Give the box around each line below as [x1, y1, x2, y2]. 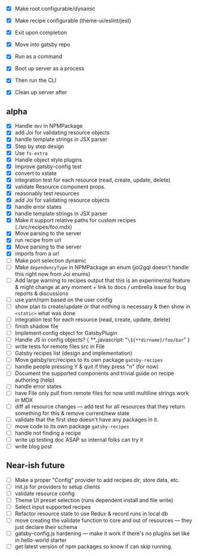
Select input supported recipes [14, 503, 91, 510]
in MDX [14, 397, 33, 404]
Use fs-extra [14, 149, 48, 156]
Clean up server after [14, 89, 67, 96]
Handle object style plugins [14, 156, 82, 163]
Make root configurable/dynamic [14, 5, 95, 12]
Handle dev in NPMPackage [14, 122, 83, 130]
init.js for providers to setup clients [14, 483, 100, 490]
